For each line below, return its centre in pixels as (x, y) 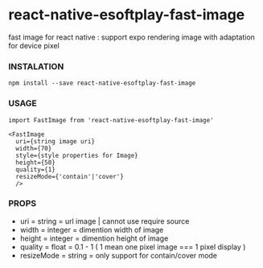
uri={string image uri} (55, 141)
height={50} (36, 163)
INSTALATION (36, 66)
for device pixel (34, 45)
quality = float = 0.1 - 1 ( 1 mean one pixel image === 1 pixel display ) (133, 246)
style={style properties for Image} (77, 155)
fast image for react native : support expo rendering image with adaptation (132, 37)
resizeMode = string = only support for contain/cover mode (119, 255)
